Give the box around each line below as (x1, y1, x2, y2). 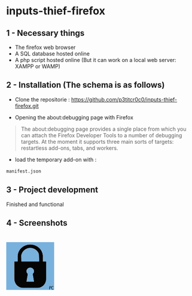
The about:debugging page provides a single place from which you (20, 125, 187, 132)
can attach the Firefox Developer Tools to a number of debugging (20, 131, 182, 138)
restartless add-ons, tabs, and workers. (20, 144, 118, 152)
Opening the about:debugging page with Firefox (14, 113, 133, 121)
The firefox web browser (14, 44, 76, 51)
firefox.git (14, 102, 39, 109)
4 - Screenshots (6, 218, 68, 228)
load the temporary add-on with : (14, 156, 97, 163)
